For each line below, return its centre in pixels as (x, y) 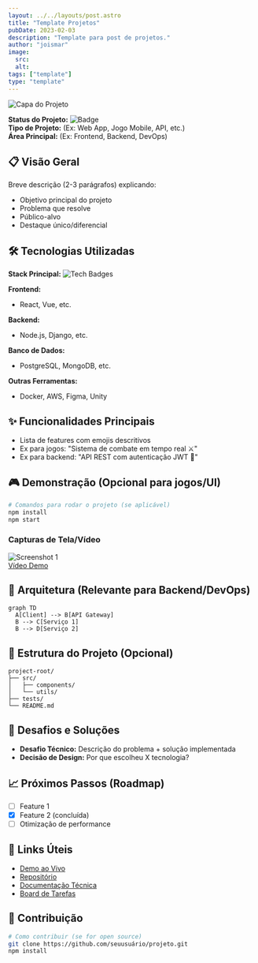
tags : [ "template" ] (40, 74)
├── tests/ (26, 699)
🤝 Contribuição (46, 918)
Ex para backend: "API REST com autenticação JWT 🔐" (109, 457)
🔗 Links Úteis (41, 849)
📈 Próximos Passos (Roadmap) (87, 783)
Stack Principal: (35, 274)
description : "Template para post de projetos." (89, 37)
